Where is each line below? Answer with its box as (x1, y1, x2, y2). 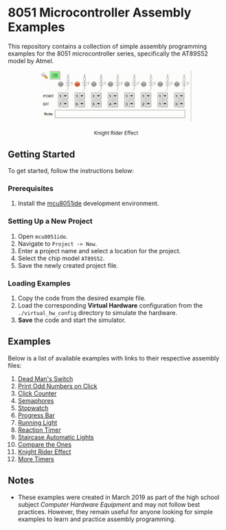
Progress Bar (17, 411, 55, 419)
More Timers (17, 454, 54, 463)
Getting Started (8, 148, 76, 160)
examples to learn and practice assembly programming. (17, 515, 176, 523)
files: (8, 361, 22, 369)
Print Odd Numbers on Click (17, 382, 98, 390)
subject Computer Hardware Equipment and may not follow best (17, 500, 201, 509)
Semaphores (17, 396, 54, 404)
